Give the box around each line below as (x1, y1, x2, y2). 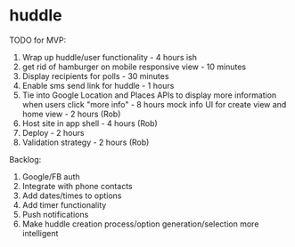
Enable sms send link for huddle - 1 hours (21, 80, 175, 91)
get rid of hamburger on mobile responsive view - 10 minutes (21, 61, 247, 72)
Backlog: (9, 154, 42, 164)
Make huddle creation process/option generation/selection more (21, 219, 259, 229)
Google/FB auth (21, 171, 80, 182)
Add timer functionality (21, 199, 107, 210)
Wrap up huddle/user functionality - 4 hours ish (21, 52, 198, 62)
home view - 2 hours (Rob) (21, 108, 121, 119)
